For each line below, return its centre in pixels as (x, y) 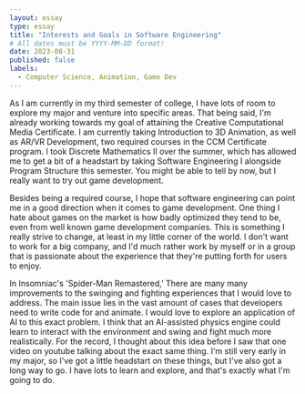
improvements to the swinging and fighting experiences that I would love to (151, 293)
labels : (24, 69)
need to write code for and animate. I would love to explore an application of (152, 312)
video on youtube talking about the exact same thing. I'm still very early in (148, 350)
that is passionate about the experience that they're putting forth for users (148, 256)
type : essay (32, 26)
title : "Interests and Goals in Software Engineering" (116, 35)
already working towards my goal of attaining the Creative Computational (147, 122)
